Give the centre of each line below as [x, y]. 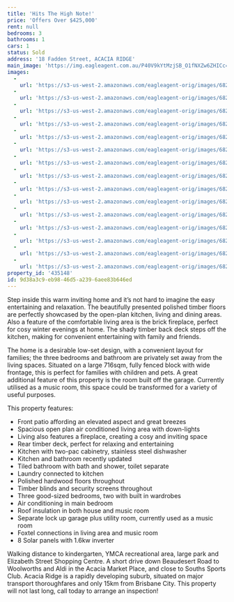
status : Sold [26, 53]
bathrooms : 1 [26, 40]
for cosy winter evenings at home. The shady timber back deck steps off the [117, 329]
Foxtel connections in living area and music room [87, 533]
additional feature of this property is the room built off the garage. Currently [116, 379]
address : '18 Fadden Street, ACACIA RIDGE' [71, 59]
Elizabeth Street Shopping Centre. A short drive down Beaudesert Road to [113, 561]
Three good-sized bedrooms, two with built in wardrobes [99, 495]
